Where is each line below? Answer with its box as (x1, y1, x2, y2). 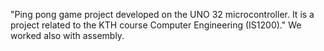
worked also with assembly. (10, 30, 125, 41)
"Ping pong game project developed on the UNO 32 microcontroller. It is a (10, 9, 315, 20)
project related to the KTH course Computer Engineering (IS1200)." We (10, 19, 302, 31)
